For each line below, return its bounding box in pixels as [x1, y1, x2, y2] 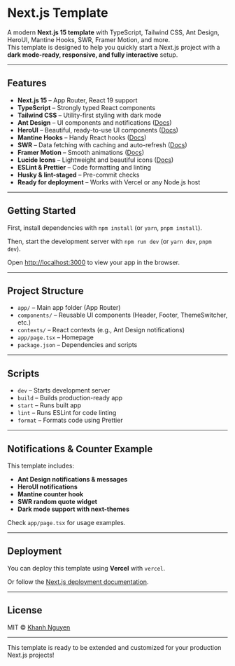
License [7, 604, 43, 616]
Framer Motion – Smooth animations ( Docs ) [17, 148, 145, 156]
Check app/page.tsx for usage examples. [7, 519, 126, 526]
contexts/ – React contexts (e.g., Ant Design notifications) [17, 326, 185, 334]
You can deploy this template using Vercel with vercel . [7, 564, 166, 572]
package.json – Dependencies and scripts [17, 341, 138, 349]
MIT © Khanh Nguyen [7, 623, 71, 632]
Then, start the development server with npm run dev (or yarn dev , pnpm [7, 237, 212, 245]
